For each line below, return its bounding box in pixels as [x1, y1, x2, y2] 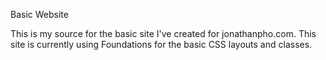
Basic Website [10, 9, 69, 20]
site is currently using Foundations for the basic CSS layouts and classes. [10, 39, 313, 50]
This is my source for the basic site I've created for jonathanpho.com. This [10, 28, 317, 39]
